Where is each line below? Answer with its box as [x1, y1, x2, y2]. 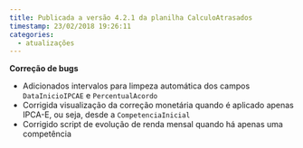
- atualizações [17, 38, 75, 48]
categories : [9, 30, 54, 39]
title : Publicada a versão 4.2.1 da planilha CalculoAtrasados [9, 13, 253, 23]
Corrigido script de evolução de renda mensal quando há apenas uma [22, 119, 283, 130]
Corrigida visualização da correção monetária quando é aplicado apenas [22, 100, 294, 111]
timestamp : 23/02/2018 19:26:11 [9, 22, 131, 31]
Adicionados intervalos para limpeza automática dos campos [22, 80, 251, 91]
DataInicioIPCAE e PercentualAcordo [22, 90, 158, 101]
